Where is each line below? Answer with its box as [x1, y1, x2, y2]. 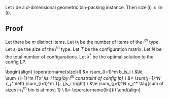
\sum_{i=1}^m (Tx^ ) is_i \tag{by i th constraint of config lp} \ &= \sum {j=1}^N [5, 74, 161, 81]
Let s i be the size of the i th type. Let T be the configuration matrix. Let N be [5, 45, 162, 53]
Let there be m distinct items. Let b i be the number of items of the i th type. [5, 38, 160, 46]
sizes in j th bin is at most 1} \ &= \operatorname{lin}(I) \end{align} [5, 86, 141, 93]
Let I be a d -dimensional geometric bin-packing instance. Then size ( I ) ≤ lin [5, 5, 163, 10]
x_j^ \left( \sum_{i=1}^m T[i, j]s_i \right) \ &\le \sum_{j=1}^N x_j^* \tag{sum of [5, 81, 164, 87]
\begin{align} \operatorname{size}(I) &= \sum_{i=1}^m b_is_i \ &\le [5, 69, 143, 75]
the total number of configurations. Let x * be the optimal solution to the [5, 53, 154, 60]
